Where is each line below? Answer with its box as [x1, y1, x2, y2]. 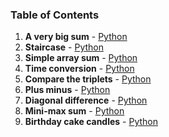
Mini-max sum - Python [24, 105, 125, 117]
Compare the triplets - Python [24, 73, 152, 85]
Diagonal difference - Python [24, 94, 148, 107]
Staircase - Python [24, 41, 104, 53]
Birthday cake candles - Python [24, 116, 159, 128]
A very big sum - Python [24, 31, 128, 43]
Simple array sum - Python [24, 52, 138, 64]
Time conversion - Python [24, 63, 135, 75]
